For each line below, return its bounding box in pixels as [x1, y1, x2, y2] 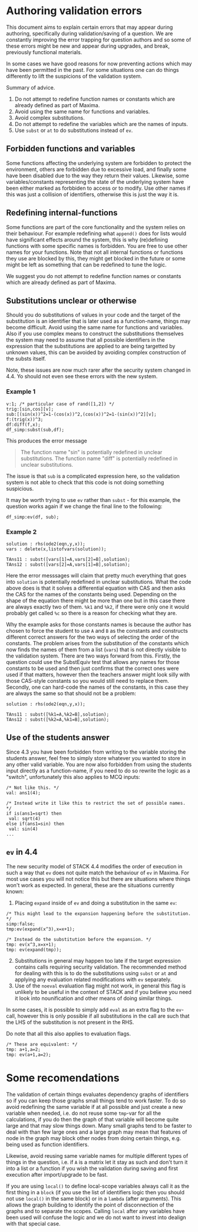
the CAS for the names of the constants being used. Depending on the [6, 590, 177, 597]
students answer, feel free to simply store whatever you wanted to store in [6, 754, 186, 761]
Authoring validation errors [6, 4, 143, 18]
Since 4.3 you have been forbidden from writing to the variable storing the [6, 748, 186, 755]
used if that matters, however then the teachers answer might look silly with [6, 671, 190, 678]
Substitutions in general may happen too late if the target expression [14, 957, 181, 964]
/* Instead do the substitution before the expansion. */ [6, 936, 151, 942]
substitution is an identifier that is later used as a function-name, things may [6, 318, 191, 325]
